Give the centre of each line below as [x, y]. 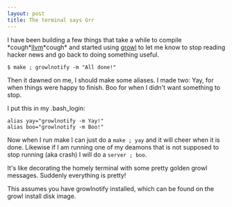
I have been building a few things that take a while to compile [94, 39]
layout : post [26, 13]
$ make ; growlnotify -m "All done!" [62, 67]
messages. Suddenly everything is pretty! [67, 175]
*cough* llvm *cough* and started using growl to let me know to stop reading [116, 47]
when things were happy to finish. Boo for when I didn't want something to [114, 87]
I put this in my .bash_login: [46, 108]
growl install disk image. [42, 196]
